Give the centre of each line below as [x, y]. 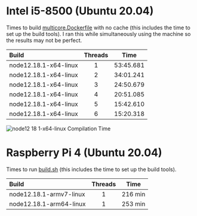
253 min [133, 203]
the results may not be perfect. [44, 40]
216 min [133, 194]
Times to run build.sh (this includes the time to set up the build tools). [91, 169]
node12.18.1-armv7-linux [47, 194]
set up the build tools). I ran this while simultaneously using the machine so [98, 34]
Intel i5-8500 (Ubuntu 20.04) [80, 11]
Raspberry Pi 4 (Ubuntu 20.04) [84, 153]
